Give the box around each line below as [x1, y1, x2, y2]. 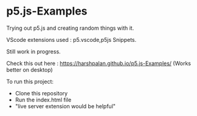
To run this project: [6, 78, 54, 85]
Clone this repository [15, 89, 68, 97]
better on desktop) [6, 66, 53, 73]
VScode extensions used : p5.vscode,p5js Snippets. [6, 36, 137, 43]
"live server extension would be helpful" [15, 102, 116, 110]
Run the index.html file [15, 96, 72, 103]
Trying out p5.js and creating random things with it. [6, 24, 134, 32]
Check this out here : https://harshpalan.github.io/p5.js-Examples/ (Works [6, 60, 192, 67]
